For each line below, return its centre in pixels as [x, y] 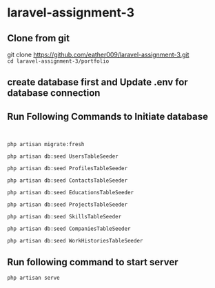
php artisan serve [33, 278]
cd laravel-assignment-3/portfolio [58, 61]
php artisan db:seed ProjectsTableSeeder [68, 205]
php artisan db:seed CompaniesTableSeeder [69, 229]
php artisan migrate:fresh [46, 145]
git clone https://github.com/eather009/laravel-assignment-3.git [98, 54]
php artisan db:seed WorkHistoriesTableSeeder [75, 241]
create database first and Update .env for [98, 82]
